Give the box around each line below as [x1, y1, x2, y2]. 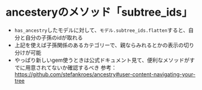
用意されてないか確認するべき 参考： [25, 64, 117, 71]
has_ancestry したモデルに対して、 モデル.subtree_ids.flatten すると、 [14, 26, 189, 34]
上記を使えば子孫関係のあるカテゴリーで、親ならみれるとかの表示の [14, 41, 184, 49]
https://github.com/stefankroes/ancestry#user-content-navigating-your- [14, 70, 196, 78]
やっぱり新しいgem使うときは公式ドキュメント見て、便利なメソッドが [14, 56, 190, 64]
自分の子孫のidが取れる [25, 34, 83, 41]
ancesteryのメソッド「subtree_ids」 [5, 5, 193, 19]
